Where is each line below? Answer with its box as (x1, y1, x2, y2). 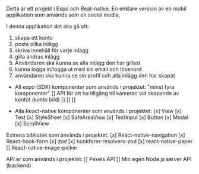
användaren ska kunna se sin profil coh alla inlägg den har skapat (14, 72, 175, 79)
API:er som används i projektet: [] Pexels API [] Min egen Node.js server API (6, 156, 192, 162)
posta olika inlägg (14, 41, 58, 47)
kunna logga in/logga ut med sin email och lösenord (14, 66, 142, 73)
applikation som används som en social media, (6, 11, 121, 18)
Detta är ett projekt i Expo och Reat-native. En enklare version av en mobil (6, 5, 187, 12)
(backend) (6, 162, 31, 169)
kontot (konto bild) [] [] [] (14, 96, 76, 103)
